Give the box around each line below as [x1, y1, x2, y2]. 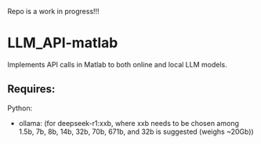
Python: [7, 103, 33, 113]
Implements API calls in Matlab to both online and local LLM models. [7, 59, 228, 69]
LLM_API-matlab [7, 34, 118, 52]
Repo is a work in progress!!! [7, 7, 100, 16]
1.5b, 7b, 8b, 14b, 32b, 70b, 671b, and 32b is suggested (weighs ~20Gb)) [18, 127, 254, 136]
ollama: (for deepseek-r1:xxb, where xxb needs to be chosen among [18, 118, 240, 128]
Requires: [7, 82, 56, 96]
